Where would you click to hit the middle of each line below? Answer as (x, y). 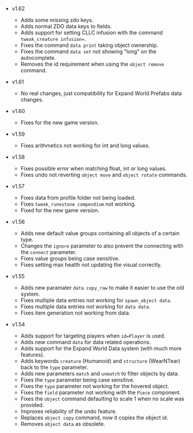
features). (33, 355)
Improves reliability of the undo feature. (69, 411)
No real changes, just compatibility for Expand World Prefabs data (101, 93)
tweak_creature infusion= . (53, 39)
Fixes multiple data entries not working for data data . (86, 307)
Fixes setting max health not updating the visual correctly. (91, 265)
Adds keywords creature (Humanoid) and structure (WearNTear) (100, 361)
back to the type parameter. (54, 367)
